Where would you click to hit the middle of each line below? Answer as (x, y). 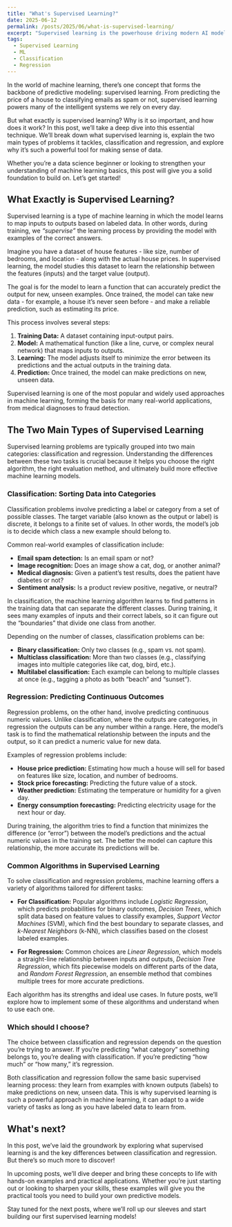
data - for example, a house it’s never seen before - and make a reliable (109, 302)
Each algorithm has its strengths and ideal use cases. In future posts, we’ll (113, 994)
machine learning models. (44, 476)
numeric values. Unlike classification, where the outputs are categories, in (112, 719)
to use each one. (31, 1009)
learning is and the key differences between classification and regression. (112, 1153)
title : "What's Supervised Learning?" (63, 13)
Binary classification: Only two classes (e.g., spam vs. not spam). (111, 649)
